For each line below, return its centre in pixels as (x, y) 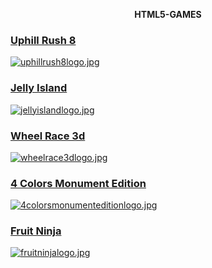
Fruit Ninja (36, 231)
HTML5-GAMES (168, 14)
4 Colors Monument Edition (78, 183)
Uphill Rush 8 (43, 40)
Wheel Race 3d (48, 136)
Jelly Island (39, 88)
